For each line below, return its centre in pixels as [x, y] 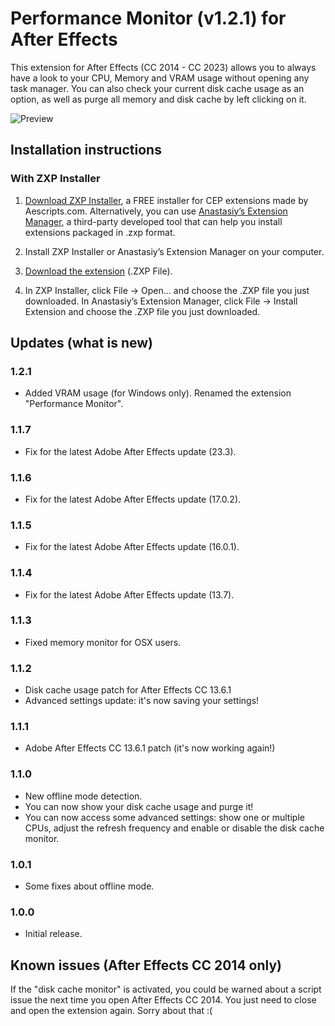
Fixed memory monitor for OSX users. [103, 642]
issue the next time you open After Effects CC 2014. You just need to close [163, 1000]
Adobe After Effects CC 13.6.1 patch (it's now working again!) [150, 748]
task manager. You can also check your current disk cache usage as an [157, 88]
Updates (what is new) [81, 343]
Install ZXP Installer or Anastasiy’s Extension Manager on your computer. [174, 251]
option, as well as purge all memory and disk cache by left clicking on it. [158, 99]
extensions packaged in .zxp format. [100, 232]
